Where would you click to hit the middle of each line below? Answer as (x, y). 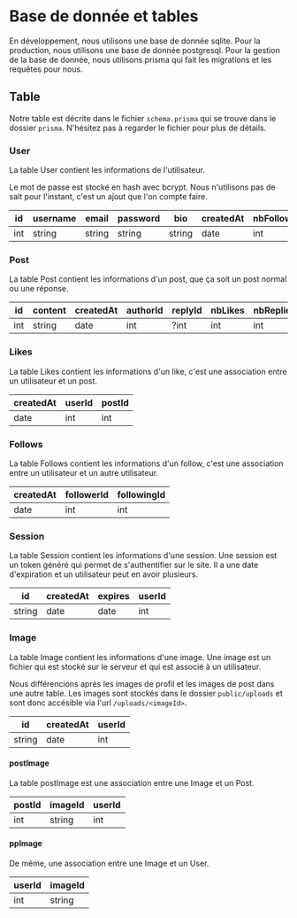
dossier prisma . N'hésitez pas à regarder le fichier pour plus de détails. (138, 128)
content (49, 310)
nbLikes (228, 310)
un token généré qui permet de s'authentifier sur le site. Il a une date (134, 565)
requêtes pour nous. (46, 69)
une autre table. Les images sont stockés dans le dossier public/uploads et (146, 693)
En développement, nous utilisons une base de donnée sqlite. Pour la (135, 41)
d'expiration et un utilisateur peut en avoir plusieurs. (104, 574)
